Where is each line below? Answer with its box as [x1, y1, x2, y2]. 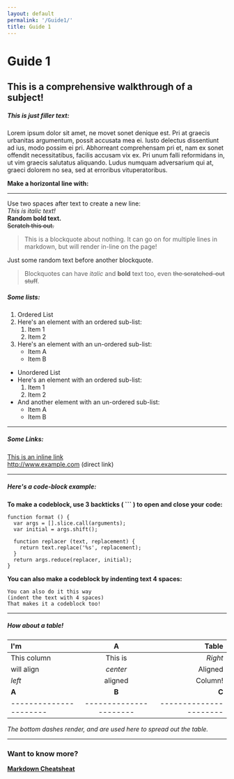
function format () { [7, 514, 70, 520]
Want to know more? [7, 748, 79, 758]
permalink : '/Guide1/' [7, 17, 73, 24]
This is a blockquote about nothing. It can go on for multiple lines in [24, 235, 218, 243]
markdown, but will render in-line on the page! [24, 242, 157, 251]
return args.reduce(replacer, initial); [13, 556, 132, 563]
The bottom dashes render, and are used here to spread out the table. [7, 725, 209, 733]
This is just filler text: [7, 111, 70, 119]
